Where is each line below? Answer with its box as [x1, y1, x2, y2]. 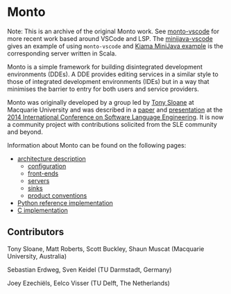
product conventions [27, 191, 87, 200]
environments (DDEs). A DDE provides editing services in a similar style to [7, 70, 219, 78]
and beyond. [7, 128, 43, 136]
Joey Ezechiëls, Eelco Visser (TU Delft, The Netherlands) [7, 279, 170, 287]
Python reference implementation [17, 198, 113, 207]
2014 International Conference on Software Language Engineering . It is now [7, 112, 224, 121]
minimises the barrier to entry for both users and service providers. [7, 85, 200, 93]
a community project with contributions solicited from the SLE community [7, 120, 217, 128]
